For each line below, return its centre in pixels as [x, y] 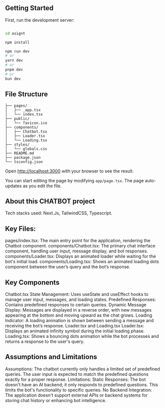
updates [14, 186]
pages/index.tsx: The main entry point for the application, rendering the [78, 241]
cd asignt [15, 33]
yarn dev [14, 61]
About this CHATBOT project [50, 201]
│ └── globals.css [26, 149]
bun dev [13, 79]
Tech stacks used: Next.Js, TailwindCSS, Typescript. [59, 213]
